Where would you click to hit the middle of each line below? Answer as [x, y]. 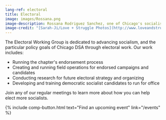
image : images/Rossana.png [33, 19]
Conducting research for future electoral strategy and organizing [78, 78]
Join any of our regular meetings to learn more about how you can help [78, 93]
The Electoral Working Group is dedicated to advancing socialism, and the [81, 42]
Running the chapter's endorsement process [58, 62]
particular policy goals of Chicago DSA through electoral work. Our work [79, 47]
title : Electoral [23, 14]
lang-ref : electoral [26, 10]
